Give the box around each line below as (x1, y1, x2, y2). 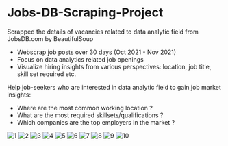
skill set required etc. (16, 70, 77, 78)
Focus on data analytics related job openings (16, 55, 144, 63)
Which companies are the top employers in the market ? (16, 118, 175, 126)
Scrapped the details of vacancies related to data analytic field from (7, 27, 199, 36)
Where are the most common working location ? (16, 104, 153, 112)
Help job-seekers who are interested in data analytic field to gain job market (7, 83, 221, 91)
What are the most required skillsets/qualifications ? (16, 111, 164, 119)
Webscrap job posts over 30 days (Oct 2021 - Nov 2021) (16, 48, 177, 56)
